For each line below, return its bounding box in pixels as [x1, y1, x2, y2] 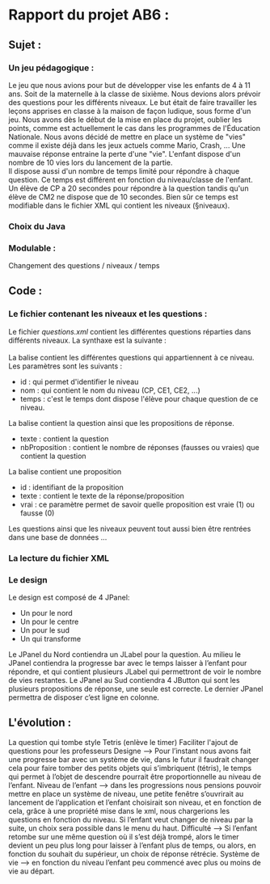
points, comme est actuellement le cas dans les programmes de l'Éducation [8, 123, 261, 133]
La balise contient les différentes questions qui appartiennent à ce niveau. [8, 352, 255, 362]
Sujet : [8, 38, 42, 52]
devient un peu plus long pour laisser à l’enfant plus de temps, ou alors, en [8, 840, 256, 850]
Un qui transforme [19, 634, 82, 643]
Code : [8, 284, 43, 298]
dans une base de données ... [8, 532, 108, 542]
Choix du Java [8, 221, 66, 232]
